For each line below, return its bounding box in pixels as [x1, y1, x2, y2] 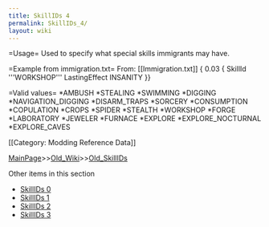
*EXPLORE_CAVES [8, 122, 71, 132]
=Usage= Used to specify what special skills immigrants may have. [8, 49, 230, 59]
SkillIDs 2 [19, 201, 51, 211]
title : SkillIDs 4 [8, 11, 70, 20]
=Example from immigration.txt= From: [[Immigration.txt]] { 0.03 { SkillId [8, 64, 247, 74]
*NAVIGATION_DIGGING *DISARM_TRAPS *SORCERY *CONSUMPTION [8, 97, 249, 107]
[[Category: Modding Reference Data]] [8, 138, 137, 148]
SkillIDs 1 [19, 193, 50, 203]
